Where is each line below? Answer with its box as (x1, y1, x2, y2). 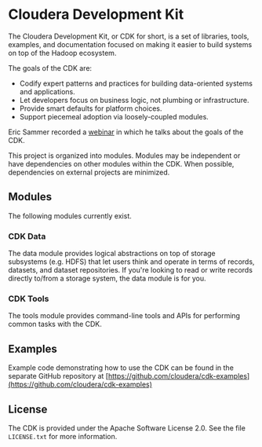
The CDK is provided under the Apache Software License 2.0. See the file (8, 423, 246, 433)
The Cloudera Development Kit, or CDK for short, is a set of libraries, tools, (8, 31, 249, 41)
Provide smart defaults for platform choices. (19, 104, 162, 113)
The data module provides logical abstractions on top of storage (8, 249, 216, 258)
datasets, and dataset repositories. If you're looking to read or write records (8, 266, 253, 275)
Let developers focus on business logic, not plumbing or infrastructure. (19, 95, 249, 104)
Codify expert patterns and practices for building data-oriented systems (19, 79, 253, 88)
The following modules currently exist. (8, 211, 132, 221)
